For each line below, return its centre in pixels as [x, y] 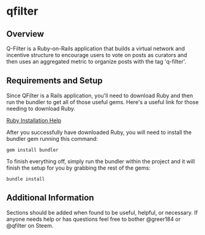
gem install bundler [33, 150]
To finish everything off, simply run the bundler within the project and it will [101, 161]
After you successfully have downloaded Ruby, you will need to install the [99, 132]
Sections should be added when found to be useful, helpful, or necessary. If [102, 212]
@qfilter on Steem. [30, 225]
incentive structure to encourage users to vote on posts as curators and [97, 55]
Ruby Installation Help [34, 120]
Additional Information [50, 198]
